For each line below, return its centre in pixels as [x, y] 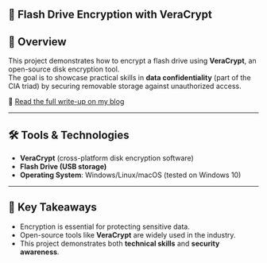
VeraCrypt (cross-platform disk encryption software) [107, 158]
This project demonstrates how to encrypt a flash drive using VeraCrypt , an [132, 61]
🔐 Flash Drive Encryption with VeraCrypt [110, 15]
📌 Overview [37, 42]
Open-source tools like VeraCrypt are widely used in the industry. [128, 234]
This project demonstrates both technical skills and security [120, 243]
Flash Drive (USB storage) [63, 167]
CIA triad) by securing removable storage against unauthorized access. [125, 86]
